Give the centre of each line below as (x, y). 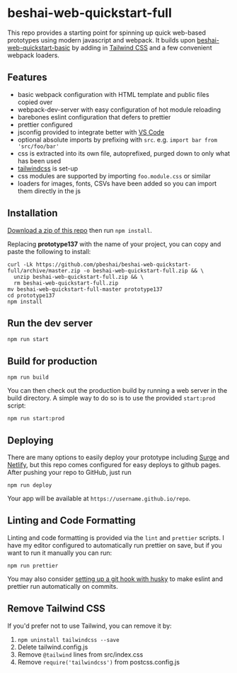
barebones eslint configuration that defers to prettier (94, 117)
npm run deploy (30, 485)
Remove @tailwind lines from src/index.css (80, 654)
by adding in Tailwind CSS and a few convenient (142, 47)
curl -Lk (20, 264)
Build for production (52, 361)
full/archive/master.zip (44, 270)
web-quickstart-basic (39, 47)
